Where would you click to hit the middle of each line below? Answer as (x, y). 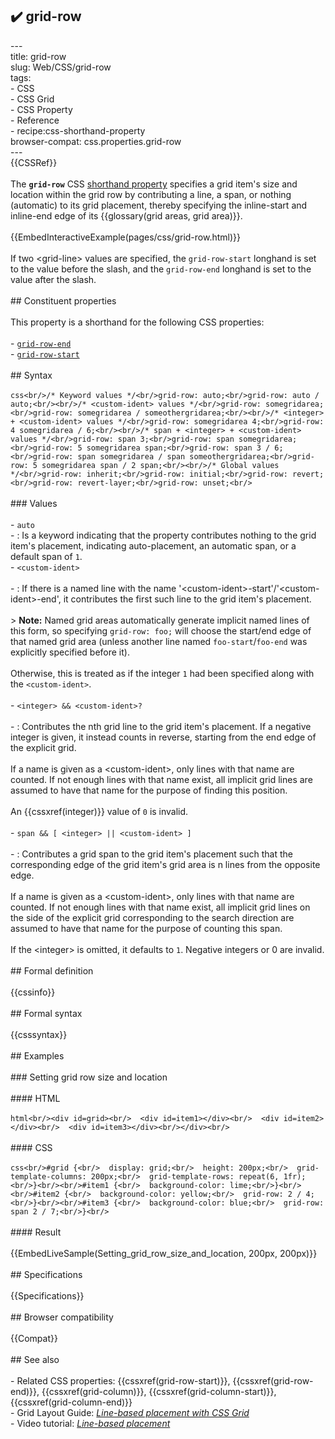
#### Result (36, 1232)
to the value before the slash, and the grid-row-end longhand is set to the (161, 269)
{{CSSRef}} (34, 162)
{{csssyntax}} (39, 1034)
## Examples (37, 1055)
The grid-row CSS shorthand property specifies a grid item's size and (154, 184)
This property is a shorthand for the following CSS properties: (137, 322)
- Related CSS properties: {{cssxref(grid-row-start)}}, (120, 1380)
